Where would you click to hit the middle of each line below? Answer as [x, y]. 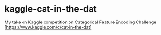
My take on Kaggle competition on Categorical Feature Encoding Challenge [80, 22]
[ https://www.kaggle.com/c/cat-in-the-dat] [48, 27]
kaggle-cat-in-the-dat [51, 9]
